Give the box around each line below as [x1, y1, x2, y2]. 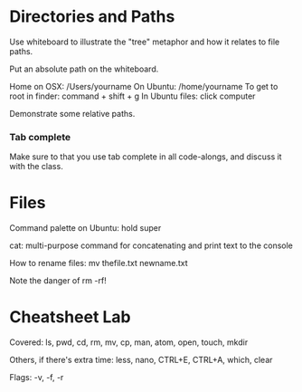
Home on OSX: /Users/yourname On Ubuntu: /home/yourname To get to [9, 81, 278, 91]
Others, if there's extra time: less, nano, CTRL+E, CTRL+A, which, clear [9, 355, 273, 366]
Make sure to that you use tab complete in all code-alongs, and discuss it [9, 151, 282, 162]
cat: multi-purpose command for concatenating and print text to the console [9, 240, 294, 251]
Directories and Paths [9, 6, 175, 27]
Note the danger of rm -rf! [9, 275, 107, 286]
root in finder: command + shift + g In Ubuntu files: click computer [9, 91, 256, 101]
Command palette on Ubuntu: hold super [9, 223, 162, 234]
